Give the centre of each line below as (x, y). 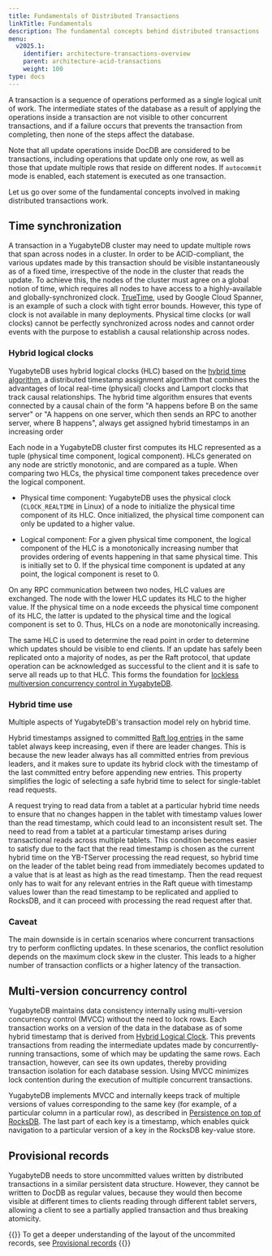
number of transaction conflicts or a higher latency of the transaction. (125, 965)
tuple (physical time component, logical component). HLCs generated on (130, 456)
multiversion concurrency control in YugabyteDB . (91, 683)
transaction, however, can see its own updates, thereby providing (118, 1062)
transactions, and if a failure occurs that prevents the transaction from (125, 125)
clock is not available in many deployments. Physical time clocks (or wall (130, 315)
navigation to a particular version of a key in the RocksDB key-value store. (132, 1130)
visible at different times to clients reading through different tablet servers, (133, 1201)
